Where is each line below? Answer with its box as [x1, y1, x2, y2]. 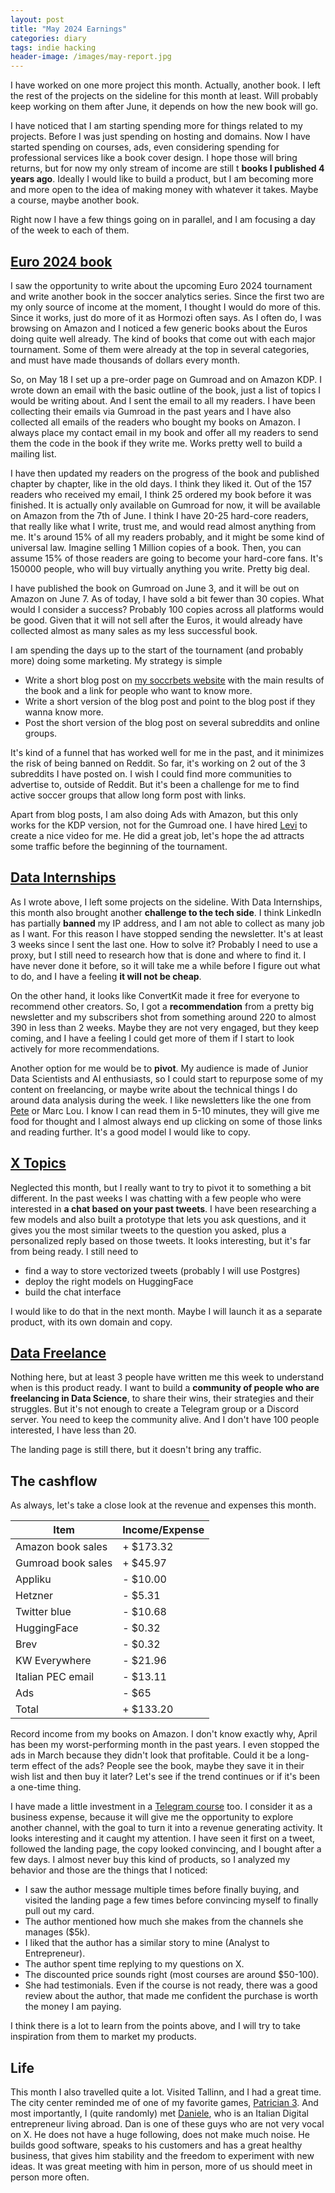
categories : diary [10, 33, 87, 43]
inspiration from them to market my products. [10, 2031, 197, 2043]
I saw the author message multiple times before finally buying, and [24, 1884, 300, 1896]
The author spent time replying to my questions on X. [24, 1958, 245, 1970]
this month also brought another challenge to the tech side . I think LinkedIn [10, 906, 322, 918]
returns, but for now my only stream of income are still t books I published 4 [10, 162, 325, 175]
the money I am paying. [24, 2001, 122, 2013]
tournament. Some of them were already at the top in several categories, [10, 343, 310, 355]
